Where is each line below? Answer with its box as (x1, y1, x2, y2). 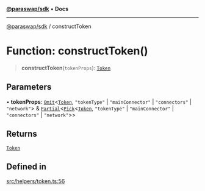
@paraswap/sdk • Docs (6, 5, 69, 12)
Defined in (6, 161, 47, 171)
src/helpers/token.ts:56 (6, 178, 65, 185)
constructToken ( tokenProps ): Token (21, 64, 111, 71)
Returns (6, 129, 38, 139)
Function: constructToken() (6, 44, 148, 58)
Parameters (6, 82, 52, 92)
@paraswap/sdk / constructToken (6, 23, 92, 30)
